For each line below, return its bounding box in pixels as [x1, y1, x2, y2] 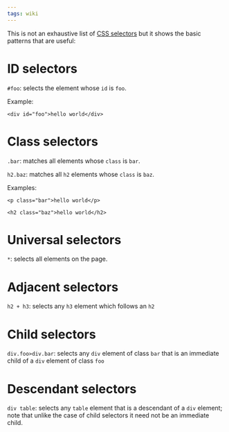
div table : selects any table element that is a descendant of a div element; [7, 404, 223, 413]
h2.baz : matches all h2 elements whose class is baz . [7, 170, 154, 178]
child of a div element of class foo [7, 356, 105, 365]
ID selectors [7, 60, 78, 76]
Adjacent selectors [7, 279, 119, 295]
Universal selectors [7, 232, 122, 248]
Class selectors [7, 133, 98, 149]
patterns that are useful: [7, 36, 76, 45]
